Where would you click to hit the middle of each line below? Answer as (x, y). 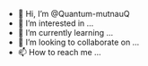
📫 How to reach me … (59, 52)
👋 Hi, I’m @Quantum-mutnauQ (74, 14)
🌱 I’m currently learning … (65, 33)
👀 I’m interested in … (56, 23)
